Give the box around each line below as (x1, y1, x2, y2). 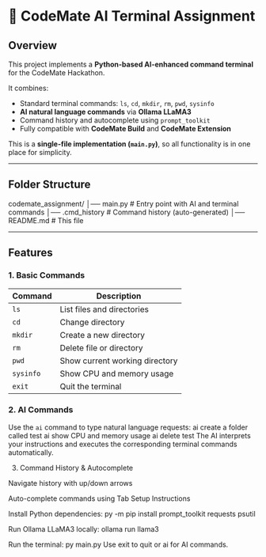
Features (8, 246, 53, 260)
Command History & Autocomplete (19, 463, 134, 472)
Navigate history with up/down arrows (8, 478, 133, 487)
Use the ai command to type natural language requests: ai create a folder (8, 422, 248, 432)
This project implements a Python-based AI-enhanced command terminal (8, 59, 254, 69)
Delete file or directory (59, 342, 144, 353)
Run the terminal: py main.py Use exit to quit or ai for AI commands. (8, 540, 229, 549)
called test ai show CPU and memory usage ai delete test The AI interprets (8, 430, 251, 440)
